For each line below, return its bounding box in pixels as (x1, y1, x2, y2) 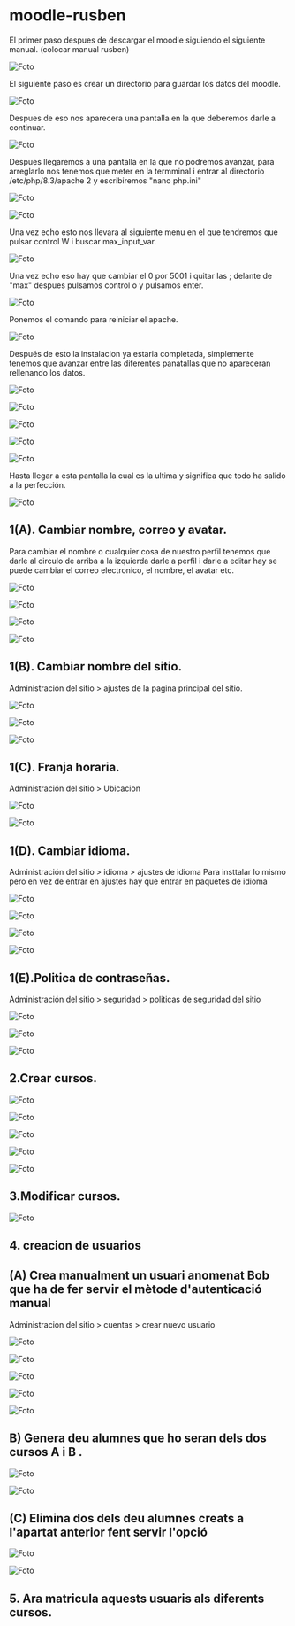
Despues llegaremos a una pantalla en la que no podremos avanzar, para (9, 156, 275, 166)
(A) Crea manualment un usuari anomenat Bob (9, 1268, 270, 1283)
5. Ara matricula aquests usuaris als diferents (9, 1591, 265, 1606)
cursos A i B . (9, 1444, 83, 1460)
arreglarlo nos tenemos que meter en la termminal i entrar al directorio (9, 166, 265, 176)
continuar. (9, 121, 46, 133)
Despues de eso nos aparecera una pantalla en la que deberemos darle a (9, 112, 276, 123)
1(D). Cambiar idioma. (9, 843, 131, 858)
